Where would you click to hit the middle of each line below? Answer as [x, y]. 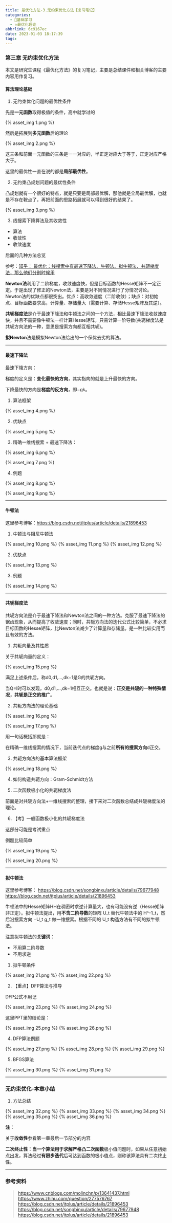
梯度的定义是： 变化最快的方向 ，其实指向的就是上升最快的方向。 [72, 378]
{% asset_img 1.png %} [30, 123]
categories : [18, 15]
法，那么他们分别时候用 [30, 272]
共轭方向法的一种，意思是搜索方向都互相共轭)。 [56, 326]
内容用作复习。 [21, 76]
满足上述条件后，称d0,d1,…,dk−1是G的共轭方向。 [57, 677]
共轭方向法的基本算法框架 [40, 758]
